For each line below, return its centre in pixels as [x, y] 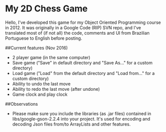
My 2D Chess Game [46, 9]
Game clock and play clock [40, 94]
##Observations [21, 104]
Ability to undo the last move [41, 84]
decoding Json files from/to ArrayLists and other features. [71, 124]
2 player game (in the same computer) [51, 57]
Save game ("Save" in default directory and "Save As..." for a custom [82, 63]
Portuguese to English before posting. [44, 38]
